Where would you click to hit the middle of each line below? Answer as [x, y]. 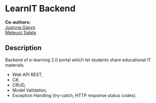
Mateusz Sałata [21, 32]
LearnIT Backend [40, 9]
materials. [15, 65]
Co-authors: [18, 22]
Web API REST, [27, 75]
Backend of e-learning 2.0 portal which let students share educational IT [78, 60]
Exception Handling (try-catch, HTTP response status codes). [74, 95]
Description [23, 48]
